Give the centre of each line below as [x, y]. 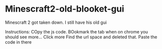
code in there [18, 42]
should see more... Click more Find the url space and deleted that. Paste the [81, 37]
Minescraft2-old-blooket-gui [65, 9]
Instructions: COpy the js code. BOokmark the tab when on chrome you [77, 32]
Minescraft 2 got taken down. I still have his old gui [56, 22]
